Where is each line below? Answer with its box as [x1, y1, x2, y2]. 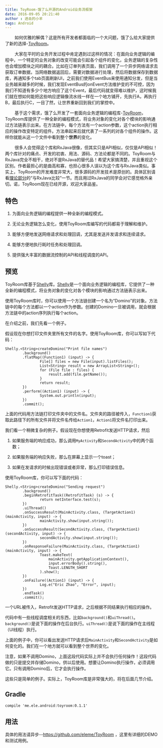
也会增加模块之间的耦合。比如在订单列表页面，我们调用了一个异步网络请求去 [5, 63, 158, 69]
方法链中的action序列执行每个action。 [5, 310, 81, 316]
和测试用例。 [5, 737, 31, 743]
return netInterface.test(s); [39, 497, 101, 502]
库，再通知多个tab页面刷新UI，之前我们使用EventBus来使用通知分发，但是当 [5, 75, 158, 81]
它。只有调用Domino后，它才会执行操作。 [5, 665, 89, 671]
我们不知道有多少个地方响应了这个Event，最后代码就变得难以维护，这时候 [5, 88, 153, 93]
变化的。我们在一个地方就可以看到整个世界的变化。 [9, 643, 112, 649]
